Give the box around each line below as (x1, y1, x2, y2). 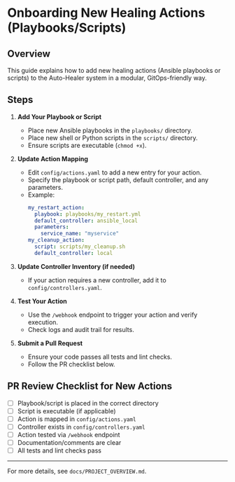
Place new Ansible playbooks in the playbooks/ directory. (27, 126, 193, 135)
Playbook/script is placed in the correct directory (17, 399, 159, 407)
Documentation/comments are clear (17, 438, 122, 446)
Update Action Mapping (17, 154, 89, 163)
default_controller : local (34, 249, 113, 256)
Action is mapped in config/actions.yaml (17, 415, 136, 423)
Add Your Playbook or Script (17, 112, 102, 120)
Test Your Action (17, 296, 68, 305)
